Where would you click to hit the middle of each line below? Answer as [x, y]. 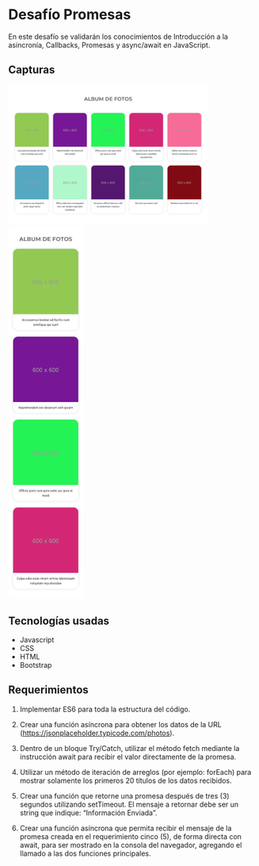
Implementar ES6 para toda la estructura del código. [105, 709]
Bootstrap [36, 665]
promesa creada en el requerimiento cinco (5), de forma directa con [130, 836]
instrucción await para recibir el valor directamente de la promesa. [128, 757]
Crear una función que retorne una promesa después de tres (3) [124, 795]
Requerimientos [48, 690]
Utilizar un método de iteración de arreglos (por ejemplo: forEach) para [135, 772]
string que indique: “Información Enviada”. [88, 812]
